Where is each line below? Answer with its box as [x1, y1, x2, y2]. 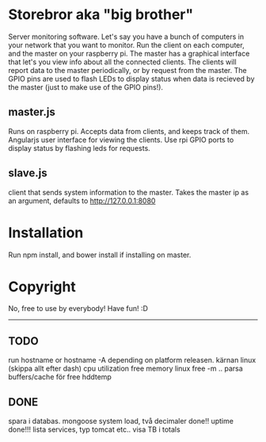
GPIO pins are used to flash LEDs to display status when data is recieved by [8, 74, 255, 83]
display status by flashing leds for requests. [8, 143, 150, 152]
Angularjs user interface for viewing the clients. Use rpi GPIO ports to [8, 135, 234, 144]
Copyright [8, 278, 77, 295]
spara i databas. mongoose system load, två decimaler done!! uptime [8, 417, 234, 426]
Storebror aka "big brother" [8, 6, 194, 24]
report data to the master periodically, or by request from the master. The [8, 65, 247, 75]
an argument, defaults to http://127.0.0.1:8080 [8, 196, 156, 206]
